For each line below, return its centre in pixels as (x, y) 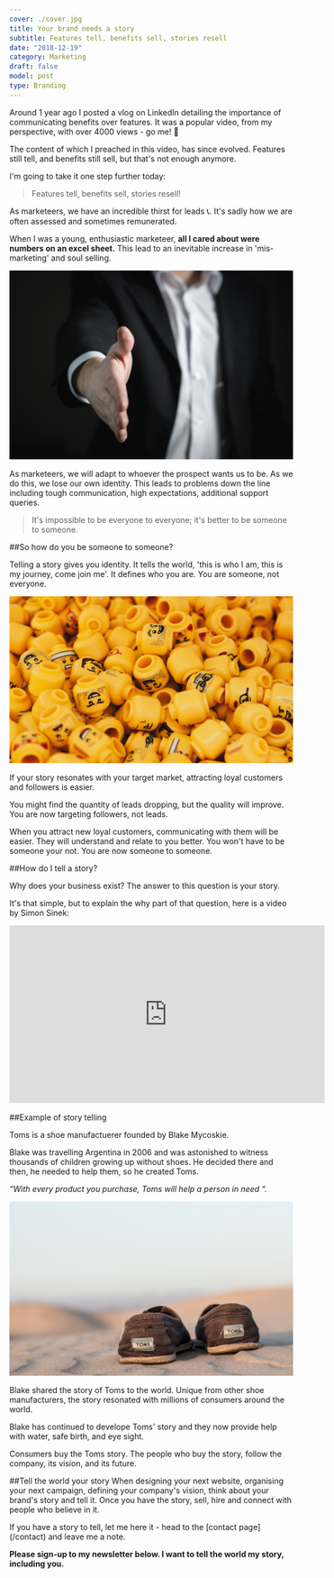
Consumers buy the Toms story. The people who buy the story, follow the (145, 1454)
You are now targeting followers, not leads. (89, 814)
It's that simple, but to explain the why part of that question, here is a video (148, 903)
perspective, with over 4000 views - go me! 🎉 (94, 132)
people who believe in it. (54, 1509)
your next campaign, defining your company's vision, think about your (139, 1491)
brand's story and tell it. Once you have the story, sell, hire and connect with (151, 1500)
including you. (37, 1564)
